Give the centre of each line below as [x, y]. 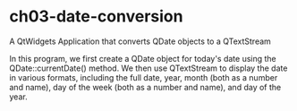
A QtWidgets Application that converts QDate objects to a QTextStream [140, 41]
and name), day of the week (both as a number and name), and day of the [145, 87]
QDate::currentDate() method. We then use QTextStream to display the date [148, 68]
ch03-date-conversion [96, 17]
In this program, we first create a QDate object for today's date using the [143, 58]
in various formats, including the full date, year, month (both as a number [144, 77]
